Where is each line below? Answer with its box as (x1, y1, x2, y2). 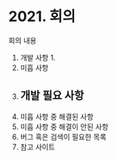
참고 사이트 (19, 142, 56, 152)
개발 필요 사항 (19, 89, 85, 103)
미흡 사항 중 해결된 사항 (19, 111, 94, 121)
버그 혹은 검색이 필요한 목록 (19, 132, 107, 141)
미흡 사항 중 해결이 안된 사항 (19, 122, 109, 132)
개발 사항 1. (19, 52, 56, 62)
